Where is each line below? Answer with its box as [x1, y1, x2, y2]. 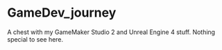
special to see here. [7, 35, 64, 43]
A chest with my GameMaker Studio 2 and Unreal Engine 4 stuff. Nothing [7, 28, 216, 36]
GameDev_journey [7, 5, 117, 21]
